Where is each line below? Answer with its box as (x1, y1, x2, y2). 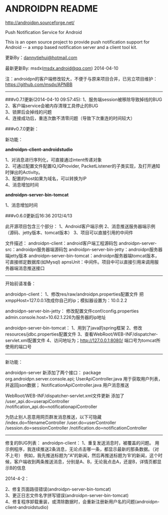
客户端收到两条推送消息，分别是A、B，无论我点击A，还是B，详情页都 (13, 458, 157, 464)
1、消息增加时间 (5, 202, 38, 208)
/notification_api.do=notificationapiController (5, 403, 97, 409)
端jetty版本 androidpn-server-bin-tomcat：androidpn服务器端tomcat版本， (5, 252, 160, 258)
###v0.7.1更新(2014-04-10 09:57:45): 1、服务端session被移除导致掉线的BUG (5, 96, 162, 102)
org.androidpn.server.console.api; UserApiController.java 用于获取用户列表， (5, 375, 163, 381)
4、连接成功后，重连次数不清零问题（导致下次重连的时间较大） (5, 115, 135, 121)
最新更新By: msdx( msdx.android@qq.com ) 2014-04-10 (5, 65, 118, 71)
